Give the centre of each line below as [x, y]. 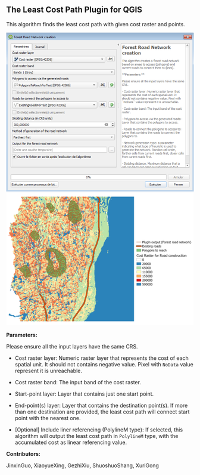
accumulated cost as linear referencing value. [71, 442]
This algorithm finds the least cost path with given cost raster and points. [96, 24]
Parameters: [22, 335]
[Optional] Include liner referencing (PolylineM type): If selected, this [99, 430]
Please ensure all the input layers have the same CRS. [72, 347]
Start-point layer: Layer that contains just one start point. [84, 394]
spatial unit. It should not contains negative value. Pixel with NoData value [104, 365]
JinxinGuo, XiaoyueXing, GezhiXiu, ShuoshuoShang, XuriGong [83, 465]
